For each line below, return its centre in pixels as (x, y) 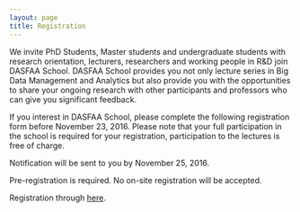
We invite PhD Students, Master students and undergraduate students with (147, 51)
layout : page (34, 18)
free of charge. (37, 146)
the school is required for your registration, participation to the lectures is (145, 136)
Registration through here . (57, 198)
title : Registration (48, 26)
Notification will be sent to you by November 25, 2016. (110, 163)
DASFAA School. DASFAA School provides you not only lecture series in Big (149, 71)
